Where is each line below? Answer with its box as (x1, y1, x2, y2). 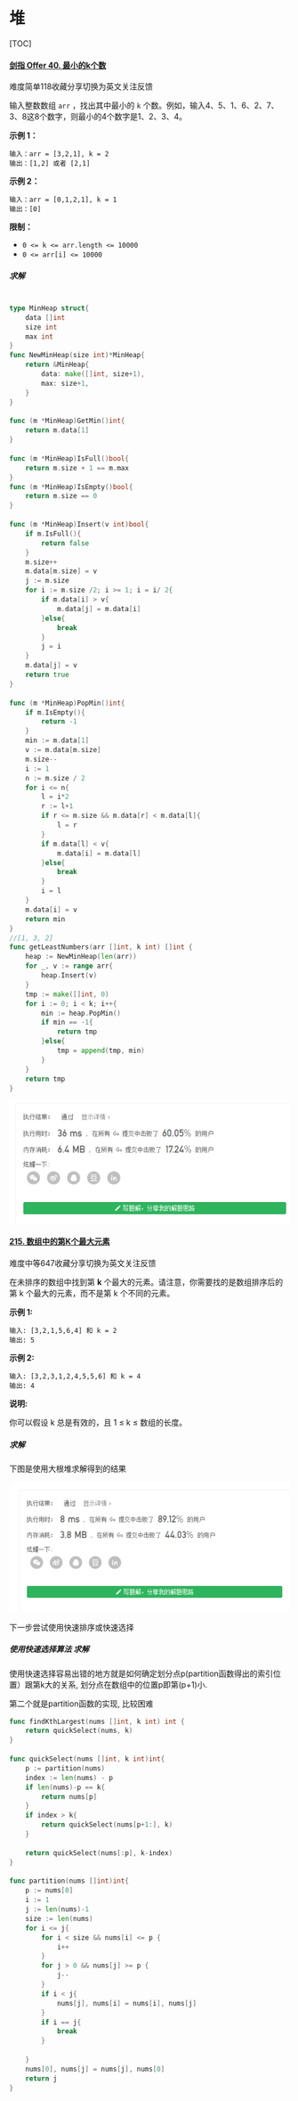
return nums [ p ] (41, 1792, 98, 1801)
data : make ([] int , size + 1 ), (41, 370, 145, 379)
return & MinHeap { (25, 360, 90, 370)
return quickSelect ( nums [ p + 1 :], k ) (41, 1820, 173, 1829)
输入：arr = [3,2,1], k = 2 (9, 150, 109, 159)
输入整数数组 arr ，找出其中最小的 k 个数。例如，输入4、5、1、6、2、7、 (9, 100, 279, 111)
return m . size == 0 (25, 492, 98, 501)
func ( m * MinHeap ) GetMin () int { (9, 416, 125, 426)
